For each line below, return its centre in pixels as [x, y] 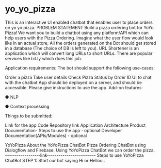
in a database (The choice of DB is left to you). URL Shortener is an [72, 48]
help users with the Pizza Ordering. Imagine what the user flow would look [79, 38]
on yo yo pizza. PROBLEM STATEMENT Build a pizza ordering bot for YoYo [79, 27]
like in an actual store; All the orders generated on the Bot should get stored [81, 43]
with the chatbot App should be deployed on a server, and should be [73, 82]
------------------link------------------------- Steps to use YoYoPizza [74, 155]
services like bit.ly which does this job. [44, 58]
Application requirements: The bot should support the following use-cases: [80, 68]
